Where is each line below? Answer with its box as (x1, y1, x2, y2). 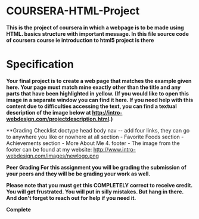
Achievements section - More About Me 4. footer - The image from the (6, 139, 181, 147)
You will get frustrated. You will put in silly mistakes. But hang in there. (6, 188, 184, 195)
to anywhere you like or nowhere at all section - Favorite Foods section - (6, 133, 184, 140)
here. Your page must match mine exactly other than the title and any (6, 84, 181, 91)
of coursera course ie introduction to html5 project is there (6, 36, 154, 44)
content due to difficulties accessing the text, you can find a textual (6, 103, 177, 110)
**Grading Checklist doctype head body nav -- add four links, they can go (6, 127, 190, 134)
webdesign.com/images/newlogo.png (6, 152, 99, 159)
